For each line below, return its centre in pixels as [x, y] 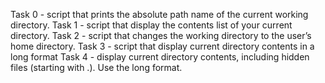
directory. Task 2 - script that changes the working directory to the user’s [161, 35]
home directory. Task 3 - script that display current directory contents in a [162, 46]
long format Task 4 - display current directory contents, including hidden [160, 57]
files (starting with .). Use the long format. [96, 67]
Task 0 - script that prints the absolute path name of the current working [159, 14]
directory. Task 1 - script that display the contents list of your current [151, 25]
